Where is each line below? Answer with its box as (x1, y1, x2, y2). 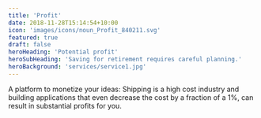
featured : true (8, 33, 59, 42)
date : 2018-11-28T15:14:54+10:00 (8, 19, 119, 27)
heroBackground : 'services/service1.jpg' (8, 63, 147, 71)
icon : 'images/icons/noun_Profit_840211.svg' (8, 26, 161, 34)
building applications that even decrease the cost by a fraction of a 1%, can (8, 92, 254, 102)
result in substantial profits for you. (8, 101, 123, 110)
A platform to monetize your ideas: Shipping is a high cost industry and (8, 84, 240, 94)
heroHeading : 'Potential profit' (8, 48, 119, 56)
